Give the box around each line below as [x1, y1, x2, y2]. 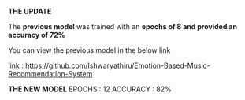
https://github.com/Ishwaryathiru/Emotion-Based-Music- [24, 61, 210, 70]
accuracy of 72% [8, 31, 65, 39]
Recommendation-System [8, 69, 93, 78]
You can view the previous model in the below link [8, 46, 171, 54]
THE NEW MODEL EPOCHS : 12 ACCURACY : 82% [8, 84, 172, 94]
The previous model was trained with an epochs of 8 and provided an [8, 22, 238, 31]
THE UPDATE [8, 7, 52, 16]
